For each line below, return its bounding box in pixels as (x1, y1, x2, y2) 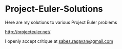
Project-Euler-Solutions (5, 3, 103, 15)
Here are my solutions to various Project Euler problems (5, 19, 117, 25)
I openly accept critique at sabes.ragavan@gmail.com (5, 38, 113, 44)
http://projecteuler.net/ (5, 29, 51, 34)
